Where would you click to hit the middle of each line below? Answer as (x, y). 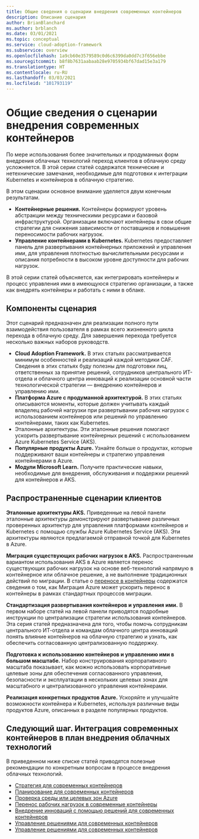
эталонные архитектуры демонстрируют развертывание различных (93, 519)
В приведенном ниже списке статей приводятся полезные (81, 761)
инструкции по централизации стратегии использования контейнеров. (96, 618)
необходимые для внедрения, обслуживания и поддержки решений (102, 473)
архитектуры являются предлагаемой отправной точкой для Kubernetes (98, 537)
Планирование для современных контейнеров (74, 792)
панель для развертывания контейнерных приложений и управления (103, 246)
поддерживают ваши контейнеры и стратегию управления (90, 454)
